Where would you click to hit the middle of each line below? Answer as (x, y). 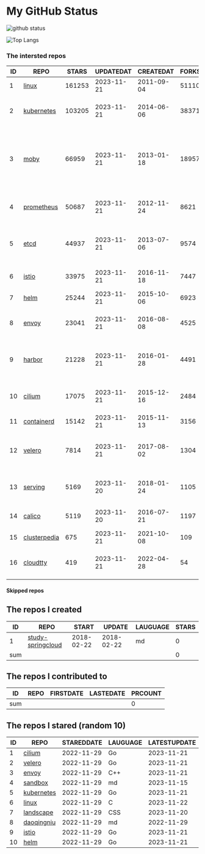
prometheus (41, 207)
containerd (39, 421)
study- (38, 637)
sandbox (36, 783)
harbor (33, 360)
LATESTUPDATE (172, 743)
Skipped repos (25, 590)
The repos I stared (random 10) (66, 726)
